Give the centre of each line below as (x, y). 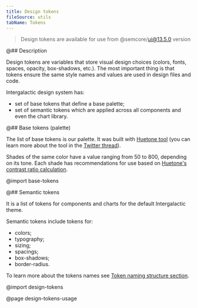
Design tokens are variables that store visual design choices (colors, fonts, (96, 62)
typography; (29, 239)
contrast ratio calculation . (37, 169)
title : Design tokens (33, 12)
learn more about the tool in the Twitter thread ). (64, 146)
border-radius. (32, 264)
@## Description (26, 51)
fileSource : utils (29, 17)
